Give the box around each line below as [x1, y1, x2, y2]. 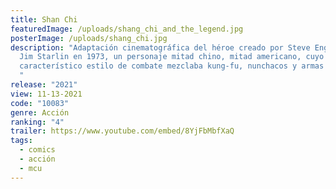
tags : [10, 136, 33, 146]
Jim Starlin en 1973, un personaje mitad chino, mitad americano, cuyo [19, 52, 325, 62]
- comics [19, 145, 56, 155]
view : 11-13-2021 [10, 89, 83, 99]
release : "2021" [10, 80, 78, 90]
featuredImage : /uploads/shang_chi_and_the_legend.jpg [10, 24, 244, 34]
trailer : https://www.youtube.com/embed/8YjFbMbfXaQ [10, 126, 235, 136]
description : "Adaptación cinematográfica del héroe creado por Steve [10, 42, 311, 53]
